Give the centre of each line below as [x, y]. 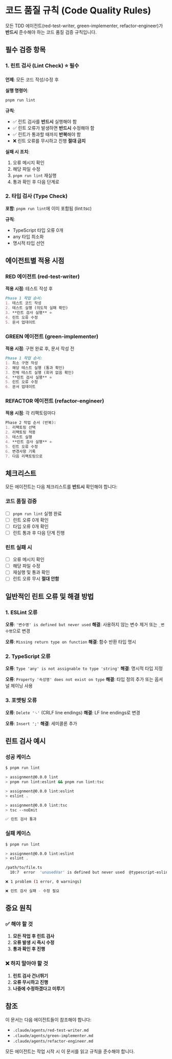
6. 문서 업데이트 [20, 387]
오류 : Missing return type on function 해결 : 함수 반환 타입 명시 [71, 642]
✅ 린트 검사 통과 [21, 819]
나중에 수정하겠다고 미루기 [39, 988]
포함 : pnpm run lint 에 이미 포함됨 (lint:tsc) [49, 208]
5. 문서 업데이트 [20, 322]
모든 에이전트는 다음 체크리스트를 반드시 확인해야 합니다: [61, 487]
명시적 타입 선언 [28, 243]
